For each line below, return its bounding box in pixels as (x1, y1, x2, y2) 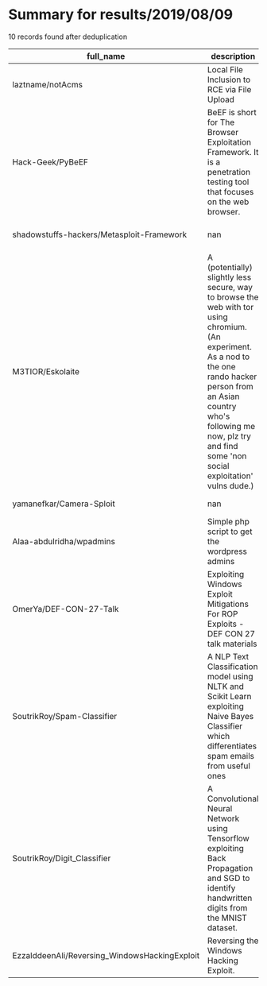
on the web (207, 196, 250, 207)
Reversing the (207, 935, 259, 946)
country (207, 400, 237, 412)
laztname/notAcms (12, 79, 83, 90)
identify (207, 882, 236, 893)
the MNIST (207, 912, 248, 923)
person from (207, 381, 254, 392)
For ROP (207, 608, 238, 619)
